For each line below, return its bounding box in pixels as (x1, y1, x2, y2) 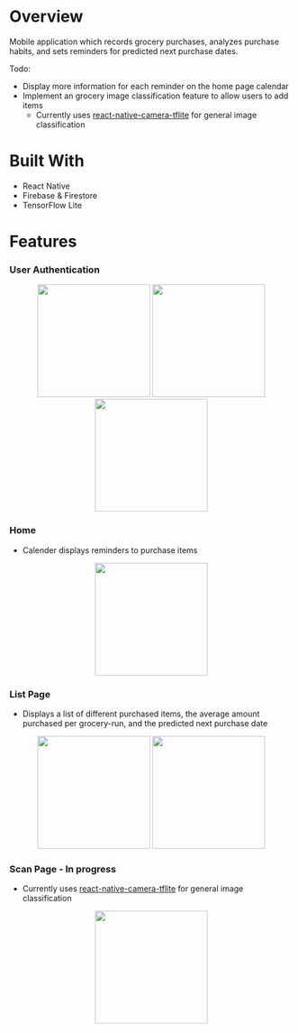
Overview (9, 6, 84, 27)
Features (9, 232, 77, 252)
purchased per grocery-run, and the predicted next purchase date (22, 717, 268, 728)
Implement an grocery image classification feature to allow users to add (22, 90, 289, 101)
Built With (9, 151, 85, 171)
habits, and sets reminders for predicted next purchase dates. (9, 45, 239, 56)
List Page (9, 687, 51, 700)
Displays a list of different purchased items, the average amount (22, 708, 260, 719)
